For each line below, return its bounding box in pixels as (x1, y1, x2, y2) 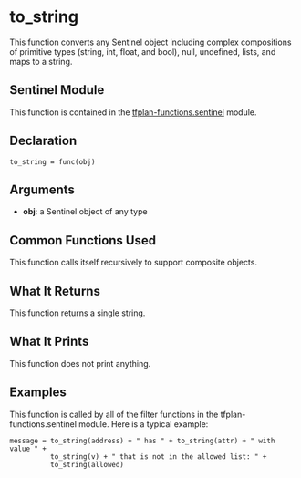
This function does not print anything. (9, 358, 151, 369)
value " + (9, 444, 47, 453)
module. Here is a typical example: (78, 418, 209, 430)
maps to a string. (9, 56, 73, 67)
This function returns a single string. (9, 307, 146, 318)
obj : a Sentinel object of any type (22, 206, 148, 217)
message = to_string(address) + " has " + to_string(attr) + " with (9, 436, 275, 445)
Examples (9, 385, 67, 400)
